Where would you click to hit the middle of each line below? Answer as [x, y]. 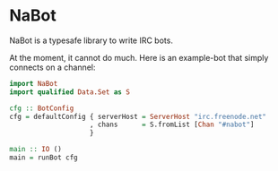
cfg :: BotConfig [42, 108]
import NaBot [34, 83]
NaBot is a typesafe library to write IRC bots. [91, 40]
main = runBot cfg [43, 158]
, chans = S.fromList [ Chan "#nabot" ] [172, 125]
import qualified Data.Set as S [69, 92]
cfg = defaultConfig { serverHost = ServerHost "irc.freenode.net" [138, 116]
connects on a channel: [52, 67]
